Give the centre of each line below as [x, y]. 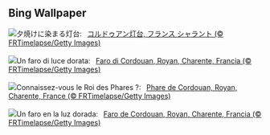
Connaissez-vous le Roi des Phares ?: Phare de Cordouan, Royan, [127, 87]
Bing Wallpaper [47, 13]
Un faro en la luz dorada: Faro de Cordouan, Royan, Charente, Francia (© [139, 114]
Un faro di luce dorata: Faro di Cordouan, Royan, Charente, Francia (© [134, 60]
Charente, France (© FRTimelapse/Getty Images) [90, 96]
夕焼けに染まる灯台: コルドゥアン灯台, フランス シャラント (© [120, 33]
